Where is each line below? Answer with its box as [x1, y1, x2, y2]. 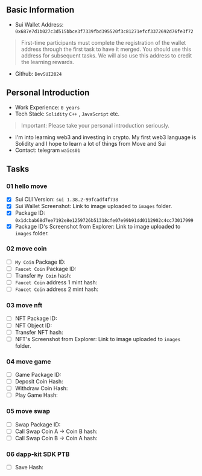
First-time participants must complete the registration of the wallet [21, 39, 186, 46]
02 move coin [6, 244, 47, 253]
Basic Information [6, 5, 75, 15]
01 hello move [6, 181, 48, 190]
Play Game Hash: [14, 391, 58, 399]
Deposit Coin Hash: [14, 378, 63, 385]
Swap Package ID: [14, 420, 61, 428]
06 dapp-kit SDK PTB [6, 450, 70, 458]
